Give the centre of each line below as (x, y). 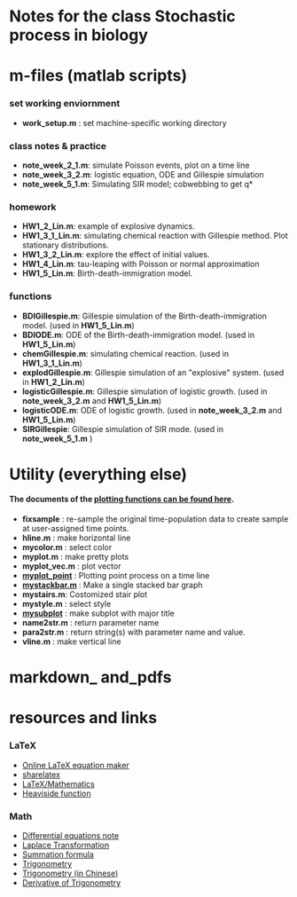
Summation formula (58, 854)
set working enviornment (65, 104)
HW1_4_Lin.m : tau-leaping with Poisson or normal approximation (141, 264)
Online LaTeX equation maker (76, 765)
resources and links (83, 718)
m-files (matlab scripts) (98, 76)
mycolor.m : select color (67, 547)
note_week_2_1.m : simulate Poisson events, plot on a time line (136, 165)
